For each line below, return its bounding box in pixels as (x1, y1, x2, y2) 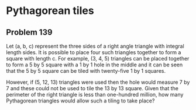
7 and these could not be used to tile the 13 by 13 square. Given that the (6, 85, 178, 91)
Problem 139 (6, 27, 53, 37)
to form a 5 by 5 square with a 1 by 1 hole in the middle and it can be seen (6, 61, 183, 68)
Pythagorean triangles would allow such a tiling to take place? (6, 97, 155, 104)
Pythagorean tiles (6, 4, 95, 17)
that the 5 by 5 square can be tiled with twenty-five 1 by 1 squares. (6, 68, 166, 74)
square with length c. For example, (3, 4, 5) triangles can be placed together (6, 55, 190, 62)
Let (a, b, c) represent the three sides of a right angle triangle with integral (6, 42, 184, 49)
